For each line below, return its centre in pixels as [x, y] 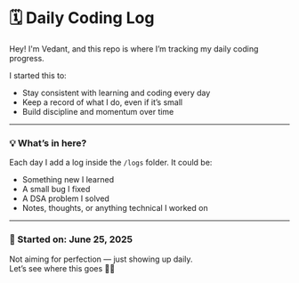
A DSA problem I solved [65, 198]
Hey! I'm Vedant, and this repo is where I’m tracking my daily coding [134, 49]
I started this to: [38, 75]
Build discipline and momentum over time [98, 111]
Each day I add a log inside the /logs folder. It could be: [111, 163]
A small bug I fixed [56, 190]
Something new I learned [68, 180]
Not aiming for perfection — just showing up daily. [101, 259]
